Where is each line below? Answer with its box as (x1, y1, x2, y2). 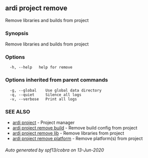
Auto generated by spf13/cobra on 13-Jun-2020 (5, 147, 104, 153)
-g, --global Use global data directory (9, 87, 101, 93)
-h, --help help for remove (9, 65, 72, 70)
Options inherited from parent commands (5, 76, 108, 83)
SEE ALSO (5, 108, 30, 115)
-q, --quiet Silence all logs (9, 92, 81, 97)
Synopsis (5, 29, 28, 36)
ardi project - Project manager (12, 119, 75, 125)
